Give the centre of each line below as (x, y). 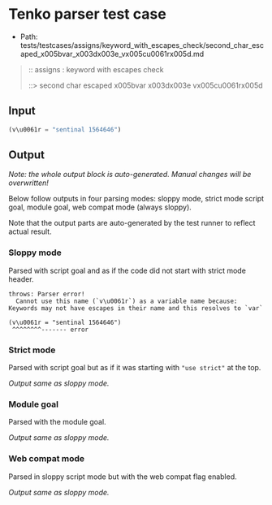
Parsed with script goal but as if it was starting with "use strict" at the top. (135, 368)
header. (21, 279)
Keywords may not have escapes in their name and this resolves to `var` (136, 308)
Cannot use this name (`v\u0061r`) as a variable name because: (127, 301)
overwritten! (28, 183)
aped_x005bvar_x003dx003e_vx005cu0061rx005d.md (112, 54)
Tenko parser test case (87, 14)
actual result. (30, 231)
